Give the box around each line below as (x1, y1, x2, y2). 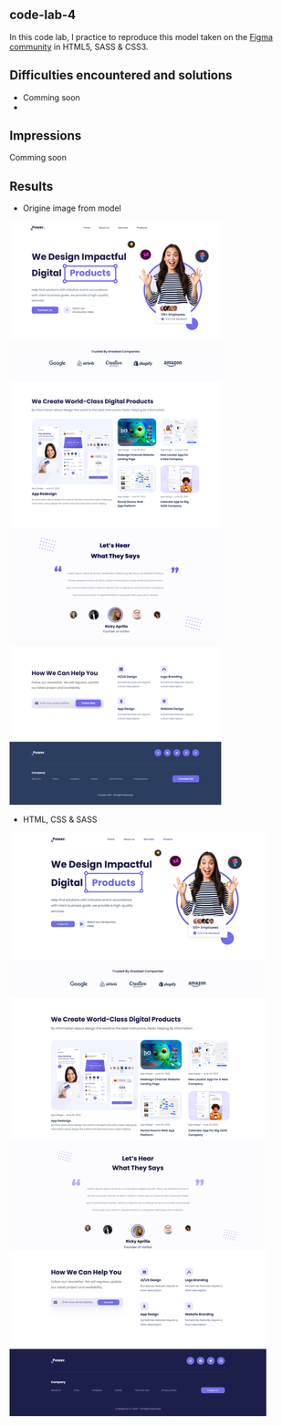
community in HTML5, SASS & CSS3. (9, 41, 149, 52)
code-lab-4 (9, 7, 76, 23)
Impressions (9, 128, 82, 144)
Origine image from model (22, 203, 121, 213)
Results (9, 178, 54, 194)
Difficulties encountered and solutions (9, 68, 233, 83)
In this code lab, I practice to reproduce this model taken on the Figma (9, 31, 274, 42)
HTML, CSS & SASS (22, 814, 98, 825)
